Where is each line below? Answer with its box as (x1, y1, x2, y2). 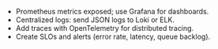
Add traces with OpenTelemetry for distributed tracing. (15, 24, 194, 32)
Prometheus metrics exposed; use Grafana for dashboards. (15, 7, 209, 16)
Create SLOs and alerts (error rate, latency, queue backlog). (15, 32, 211, 41)
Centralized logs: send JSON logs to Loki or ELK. (15, 15, 175, 24)
